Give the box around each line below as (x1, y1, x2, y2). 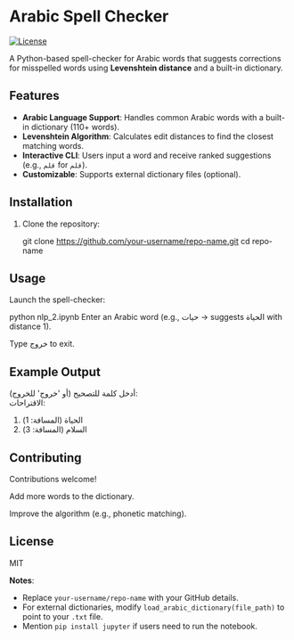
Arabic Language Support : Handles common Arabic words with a (21, 111, 265, 122)
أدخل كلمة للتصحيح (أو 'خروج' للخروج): (9, 388, 138, 398)
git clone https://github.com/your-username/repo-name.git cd (21, 235, 251, 246)
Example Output (9, 364, 101, 380)
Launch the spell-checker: (9, 294, 106, 305)
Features (9, 88, 60, 103)
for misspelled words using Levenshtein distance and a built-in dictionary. (9, 62, 283, 73)
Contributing (9, 450, 82, 465)
